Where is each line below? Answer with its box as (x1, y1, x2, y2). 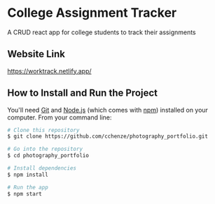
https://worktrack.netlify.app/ (7, 66, 92, 75)
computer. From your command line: (7, 113, 112, 122)
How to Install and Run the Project (7, 87, 158, 99)
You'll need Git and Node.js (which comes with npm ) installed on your (7, 105, 209, 114)
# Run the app (7, 184, 49, 191)
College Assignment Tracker (7, 5, 177, 21)
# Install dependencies (7, 165, 77, 172)
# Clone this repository (7, 126, 80, 133)
